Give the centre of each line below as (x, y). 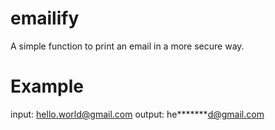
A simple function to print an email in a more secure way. (127, 46)
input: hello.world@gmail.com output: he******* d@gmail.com (137, 114)
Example (47, 86)
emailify (45, 18)
